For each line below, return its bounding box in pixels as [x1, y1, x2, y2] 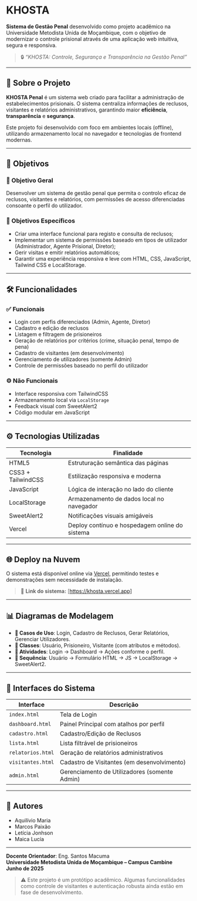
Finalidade [113, 448, 143, 457]
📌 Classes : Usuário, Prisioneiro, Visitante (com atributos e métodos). [14, 642, 181, 649]
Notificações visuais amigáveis [68, 511, 154, 519]
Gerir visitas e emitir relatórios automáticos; [14, 249, 120, 256]
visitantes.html [9, 758, 55, 765]
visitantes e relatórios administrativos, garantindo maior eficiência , [6, 106, 168, 113]
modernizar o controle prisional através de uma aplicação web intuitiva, [6, 35, 179, 42]
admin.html [9, 772, 39, 778]
